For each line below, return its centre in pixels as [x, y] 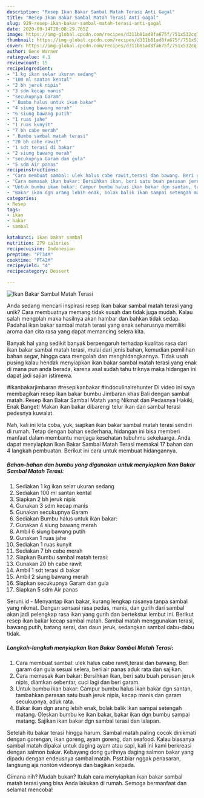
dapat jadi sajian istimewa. [40, 375]
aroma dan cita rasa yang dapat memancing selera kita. [76, 331]
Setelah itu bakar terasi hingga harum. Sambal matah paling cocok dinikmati [101, 732]
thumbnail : [21, 40]
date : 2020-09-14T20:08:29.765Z [48, 29]
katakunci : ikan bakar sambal [45, 237]
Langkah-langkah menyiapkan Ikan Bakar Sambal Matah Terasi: [90, 647]
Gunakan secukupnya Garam [52, 512]
